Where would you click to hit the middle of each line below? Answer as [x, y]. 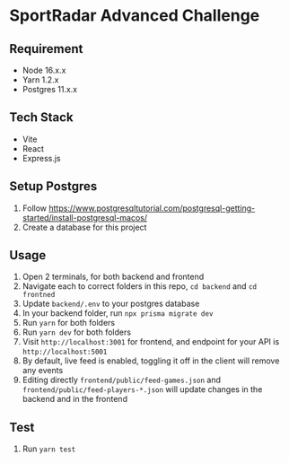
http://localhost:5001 [65, 352]
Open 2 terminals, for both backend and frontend [113, 277]
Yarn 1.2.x [40, 80]
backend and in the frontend [75, 399]
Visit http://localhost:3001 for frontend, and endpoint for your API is [151, 342]
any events [43, 371]
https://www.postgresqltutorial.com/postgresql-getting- [152, 208]
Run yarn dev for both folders [77, 332]
